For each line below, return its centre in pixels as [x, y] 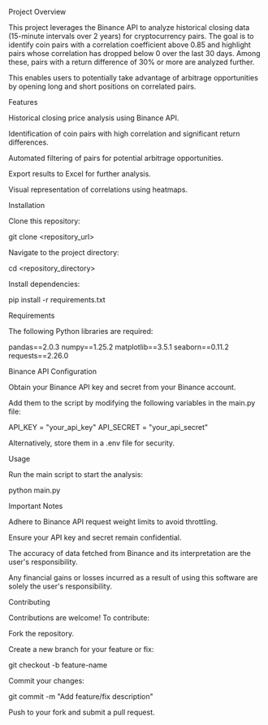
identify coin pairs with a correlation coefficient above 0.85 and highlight [130, 45]
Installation [27, 205]
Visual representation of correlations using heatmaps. [98, 189]
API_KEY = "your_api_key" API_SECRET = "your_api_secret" [108, 427]
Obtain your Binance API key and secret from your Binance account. [122, 387]
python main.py [35, 490]
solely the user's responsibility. [60, 586]
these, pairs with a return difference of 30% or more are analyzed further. [132, 62]
